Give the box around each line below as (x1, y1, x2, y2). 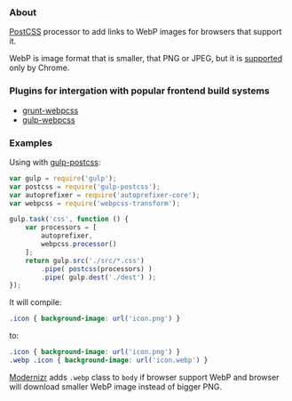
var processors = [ (25, 223, 98, 232)
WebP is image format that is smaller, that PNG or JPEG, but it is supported (9, 53, 283, 64)
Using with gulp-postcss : (9, 156, 101, 167)
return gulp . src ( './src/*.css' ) (25, 256, 145, 265)
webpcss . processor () (41, 240, 117, 249)
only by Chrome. (9, 62, 70, 73)
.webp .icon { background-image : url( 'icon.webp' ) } (9, 356, 209, 365)
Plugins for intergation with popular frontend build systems (9, 84, 270, 97)
